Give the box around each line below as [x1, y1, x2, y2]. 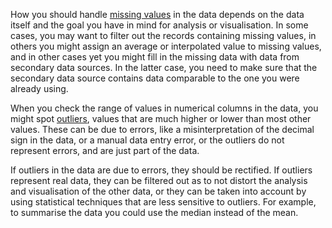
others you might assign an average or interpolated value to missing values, [10, 40, 322, 52]
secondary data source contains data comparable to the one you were [10, 72, 300, 84]
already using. [10, 83, 69, 94]
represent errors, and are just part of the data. [10, 145, 200, 156]
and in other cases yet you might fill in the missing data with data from [10, 51, 300, 63]
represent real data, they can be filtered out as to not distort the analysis [10, 175, 308, 186]
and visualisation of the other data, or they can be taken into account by [10, 185, 307, 197]
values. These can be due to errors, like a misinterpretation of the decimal [10, 124, 315, 135]
